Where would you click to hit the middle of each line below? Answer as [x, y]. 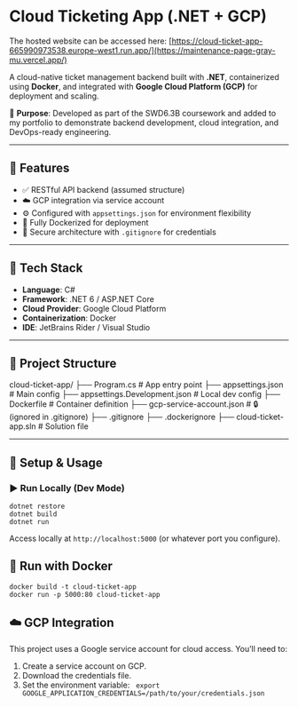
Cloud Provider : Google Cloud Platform [94, 308]
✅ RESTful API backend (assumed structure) [103, 189]
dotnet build [33, 514]
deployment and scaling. [54, 96]
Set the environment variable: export [91, 685]
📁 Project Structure [63, 363]
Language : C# [48, 290]
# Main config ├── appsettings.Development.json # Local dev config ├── [145, 394]
